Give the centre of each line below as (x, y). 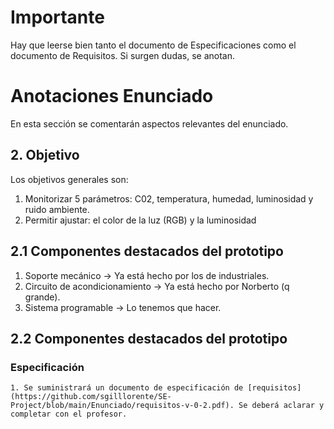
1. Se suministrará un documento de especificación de (127, 388)
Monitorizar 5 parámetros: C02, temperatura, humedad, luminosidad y (169, 198)
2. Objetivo (45, 155)
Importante (57, 17)
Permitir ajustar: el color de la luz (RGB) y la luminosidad (140, 220)
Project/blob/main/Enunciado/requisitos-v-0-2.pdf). (122, 406)
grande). (42, 297)
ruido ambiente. (57, 209)
